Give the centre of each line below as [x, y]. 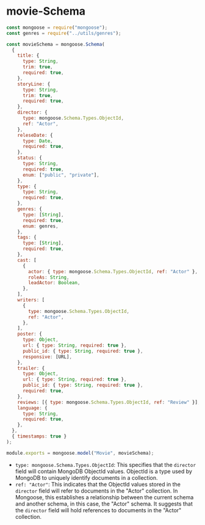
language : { [32, 408]
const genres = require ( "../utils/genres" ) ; [64, 33]
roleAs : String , [49, 277]
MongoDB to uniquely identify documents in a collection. [86, 477]
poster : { [30, 334]
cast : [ [27, 260]
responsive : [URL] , [47, 357]
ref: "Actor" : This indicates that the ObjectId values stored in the [98, 484]
